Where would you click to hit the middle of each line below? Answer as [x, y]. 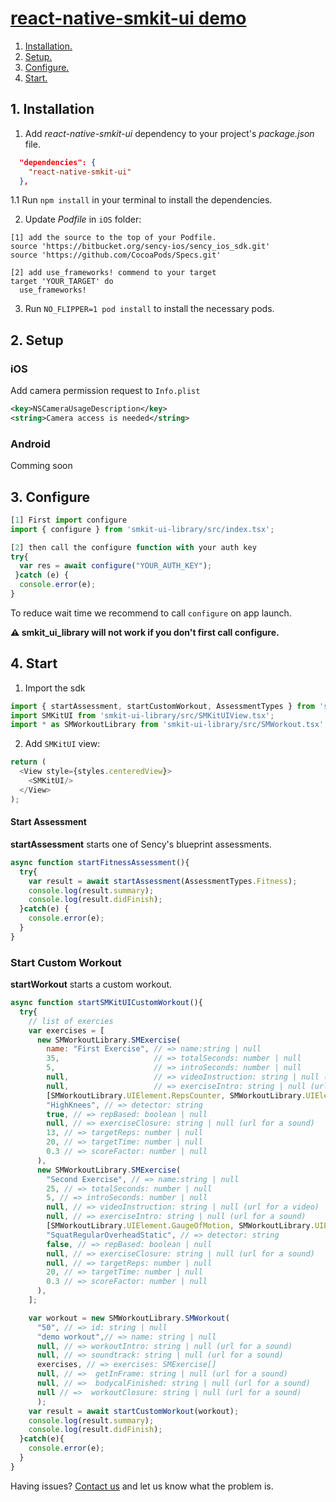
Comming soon [41, 466]
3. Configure [50, 497]
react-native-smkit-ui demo [128, 18]
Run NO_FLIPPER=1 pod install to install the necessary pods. [149, 309]
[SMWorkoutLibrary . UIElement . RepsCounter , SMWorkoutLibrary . [176, 1095]
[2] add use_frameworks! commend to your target [113, 273]
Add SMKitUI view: [62, 744]
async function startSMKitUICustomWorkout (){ [106, 1003]
